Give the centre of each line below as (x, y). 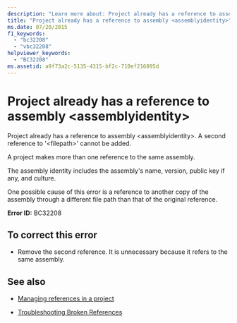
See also (26, 282)
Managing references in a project (66, 299)
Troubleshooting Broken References (70, 312)
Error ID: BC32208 (35, 213)
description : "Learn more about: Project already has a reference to (112, 14)
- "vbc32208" (33, 47)
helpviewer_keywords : (39, 54)
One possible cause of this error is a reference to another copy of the (108, 192)
